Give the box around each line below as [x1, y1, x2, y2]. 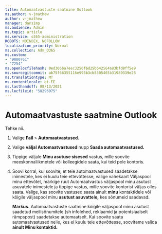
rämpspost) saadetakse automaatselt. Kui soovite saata [12, 214, 123, 220]
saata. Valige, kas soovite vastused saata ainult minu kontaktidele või [12, 189, 151, 195]
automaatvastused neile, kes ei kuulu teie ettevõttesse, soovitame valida [12, 219, 157, 225]
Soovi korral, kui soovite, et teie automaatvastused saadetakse [12, 168, 138, 174]
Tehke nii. [5, 126, 24, 131]
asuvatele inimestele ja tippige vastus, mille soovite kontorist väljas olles [12, 184, 157, 190]
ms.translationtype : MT [5, 75, 54, 80]
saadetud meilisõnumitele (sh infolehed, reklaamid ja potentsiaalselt [12, 209, 148, 215]
